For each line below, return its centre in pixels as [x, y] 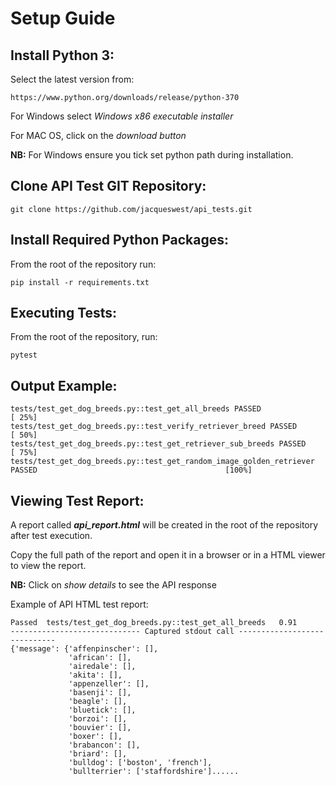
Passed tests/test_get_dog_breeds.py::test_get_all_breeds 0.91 [154, 623]
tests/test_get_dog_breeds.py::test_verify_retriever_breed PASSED [154, 427]
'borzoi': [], [98, 719]
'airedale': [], [102, 667]
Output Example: [64, 385]
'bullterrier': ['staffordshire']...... [154, 772]
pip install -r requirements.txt [80, 282]
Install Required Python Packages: [120, 240]
